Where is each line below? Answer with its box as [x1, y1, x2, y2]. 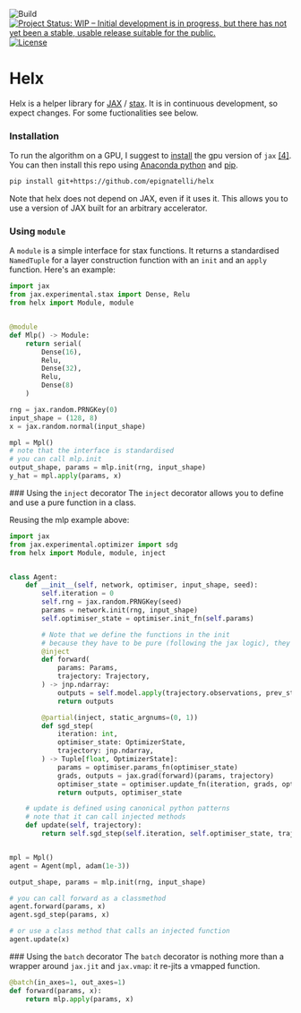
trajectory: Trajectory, [56, 672, 150, 681]
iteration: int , [56, 730, 118, 739]
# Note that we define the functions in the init [41, 630, 230, 640]
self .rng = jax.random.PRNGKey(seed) [41, 597, 182, 606]
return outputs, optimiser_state [56, 788, 182, 797]
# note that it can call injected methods [25, 812, 186, 821]
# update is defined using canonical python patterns [25, 804, 230, 813]
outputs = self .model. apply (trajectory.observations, [56, 688, 262, 698]
